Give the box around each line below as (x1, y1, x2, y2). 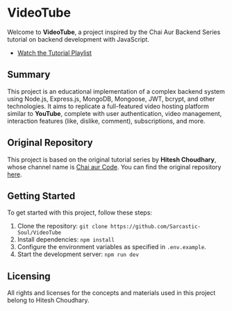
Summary (7, 69, 51, 81)
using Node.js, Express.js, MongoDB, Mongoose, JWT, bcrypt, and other (7, 94, 215, 103)
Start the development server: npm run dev (17, 250, 139, 258)
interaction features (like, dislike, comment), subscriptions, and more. (7, 117, 206, 125)
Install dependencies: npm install (17, 235, 115, 244)
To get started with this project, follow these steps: (7, 208, 153, 217)
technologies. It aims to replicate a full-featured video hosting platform (7, 102, 210, 110)
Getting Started (7, 190, 76, 202)
